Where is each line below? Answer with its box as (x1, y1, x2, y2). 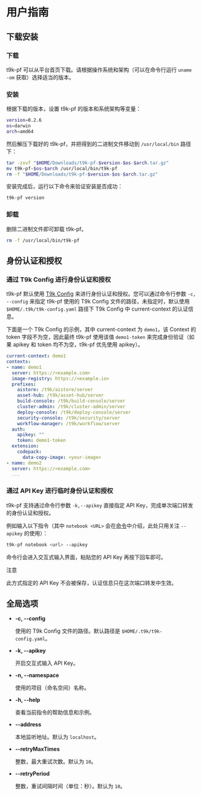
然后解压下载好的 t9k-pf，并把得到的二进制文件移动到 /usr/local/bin (6, 140, 180, 147)
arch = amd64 (6, 128, 34, 134)
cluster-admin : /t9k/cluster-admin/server (17, 404, 126, 410)
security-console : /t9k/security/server (17, 415, 120, 421)
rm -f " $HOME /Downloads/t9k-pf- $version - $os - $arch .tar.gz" (6, 171, 158, 177)
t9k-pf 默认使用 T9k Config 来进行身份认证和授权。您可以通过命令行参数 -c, (6, 290, 197, 297)
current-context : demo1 (6, 353, 67, 359)
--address (15, 721, 42, 728)
